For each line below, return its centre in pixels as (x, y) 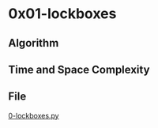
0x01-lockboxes (62, 14)
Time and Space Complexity (79, 69)
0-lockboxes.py (34, 115)
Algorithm (34, 43)
